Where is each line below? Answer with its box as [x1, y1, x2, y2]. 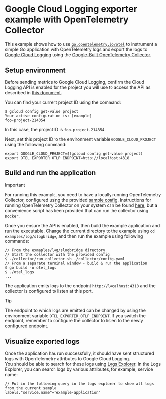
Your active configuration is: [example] [5, 113, 92, 118]
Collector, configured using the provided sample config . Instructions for [5, 197, 151, 203]
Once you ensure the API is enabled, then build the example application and [5, 222, 160, 228]
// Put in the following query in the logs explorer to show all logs [5, 381, 154, 386]
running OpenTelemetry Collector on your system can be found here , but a [5, 202, 158, 208]
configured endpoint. [5, 323, 49, 329]
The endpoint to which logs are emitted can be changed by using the [5, 307, 146, 313]
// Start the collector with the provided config [5, 252, 110, 257]
